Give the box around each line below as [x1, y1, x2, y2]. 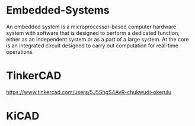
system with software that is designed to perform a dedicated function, [6, 29, 180, 36]
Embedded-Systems [6, 4, 110, 17]
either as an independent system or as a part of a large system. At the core [6, 35, 189, 43]
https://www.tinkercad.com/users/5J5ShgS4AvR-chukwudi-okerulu [6, 88, 172, 95]
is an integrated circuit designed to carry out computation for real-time [6, 42, 179, 49]
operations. [6, 48, 34, 55]
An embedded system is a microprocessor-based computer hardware [6, 23, 177, 30]
